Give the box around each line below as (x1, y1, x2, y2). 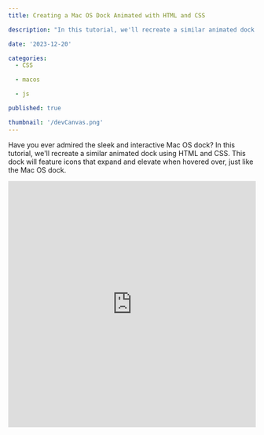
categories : (8, 54, 47, 62)
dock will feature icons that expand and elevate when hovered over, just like (8, 157, 254, 166)
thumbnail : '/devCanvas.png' (8, 118, 104, 126)
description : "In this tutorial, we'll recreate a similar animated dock (8, 25, 255, 34)
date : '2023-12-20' (8, 40, 72, 48)
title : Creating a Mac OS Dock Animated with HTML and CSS (8, 11, 206, 20)
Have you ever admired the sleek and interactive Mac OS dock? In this (8, 139, 236, 150)
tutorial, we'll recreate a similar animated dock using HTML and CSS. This (8, 148, 246, 158)
